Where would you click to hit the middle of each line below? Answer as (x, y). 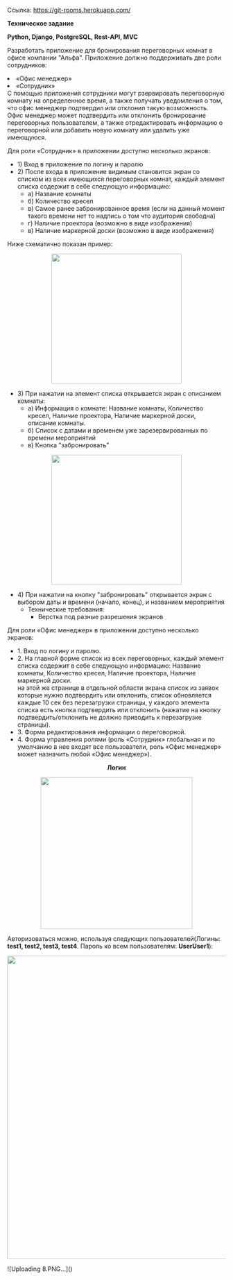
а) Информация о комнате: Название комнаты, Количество (115, 408)
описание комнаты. (57, 423)
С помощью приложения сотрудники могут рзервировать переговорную (116, 93)
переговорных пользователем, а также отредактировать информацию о (115, 123)
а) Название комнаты (59, 194)
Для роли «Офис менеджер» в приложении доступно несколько (103, 630)
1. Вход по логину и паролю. (59, 651)
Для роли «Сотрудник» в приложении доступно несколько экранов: (109, 151)
